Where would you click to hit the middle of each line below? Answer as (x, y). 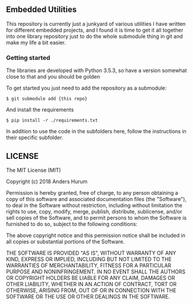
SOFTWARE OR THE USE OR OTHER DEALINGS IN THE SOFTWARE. (88, 296)
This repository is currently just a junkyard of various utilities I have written (96, 23)
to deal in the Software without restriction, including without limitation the (94, 205)
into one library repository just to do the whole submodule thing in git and (94, 36)
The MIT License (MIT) (34, 170)
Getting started (28, 57)
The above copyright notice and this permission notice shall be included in (96, 235)
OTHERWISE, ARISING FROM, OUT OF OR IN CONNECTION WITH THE (91, 290)
